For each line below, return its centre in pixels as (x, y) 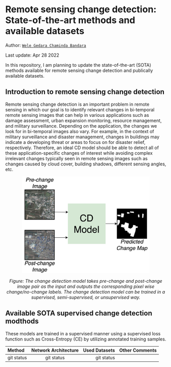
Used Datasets (99, 350)
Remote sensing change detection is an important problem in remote (77, 104)
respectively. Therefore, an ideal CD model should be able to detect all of (82, 148)
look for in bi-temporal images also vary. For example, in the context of (80, 131)
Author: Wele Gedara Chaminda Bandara (46, 45)
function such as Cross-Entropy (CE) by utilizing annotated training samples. (86, 339)
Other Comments (138, 350)
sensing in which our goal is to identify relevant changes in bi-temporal (80, 109)
